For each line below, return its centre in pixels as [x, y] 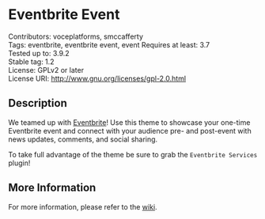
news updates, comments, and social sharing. [83, 139]
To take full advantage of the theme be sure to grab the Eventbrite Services [133, 154]
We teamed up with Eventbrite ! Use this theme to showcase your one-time [129, 122]
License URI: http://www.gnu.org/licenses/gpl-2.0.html [97, 78]
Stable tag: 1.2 [31, 62]
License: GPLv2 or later [46, 70]
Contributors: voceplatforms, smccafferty [76, 36]
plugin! [19, 163]
